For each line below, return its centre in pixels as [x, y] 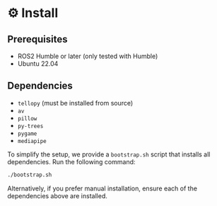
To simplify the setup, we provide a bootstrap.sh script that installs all [109, 154]
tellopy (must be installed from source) [75, 103]
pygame [27, 133]
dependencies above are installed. [57, 195]
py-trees [30, 126]
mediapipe [32, 141]
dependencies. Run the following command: [71, 161]
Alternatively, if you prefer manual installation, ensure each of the [102, 188]
